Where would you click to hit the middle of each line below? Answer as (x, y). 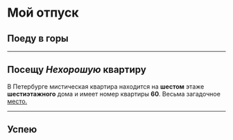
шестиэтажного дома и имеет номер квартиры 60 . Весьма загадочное (114, 94)
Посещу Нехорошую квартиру (77, 70)
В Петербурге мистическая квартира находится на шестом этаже (106, 86)
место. (17, 101)
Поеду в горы (38, 38)
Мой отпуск (43, 13)
